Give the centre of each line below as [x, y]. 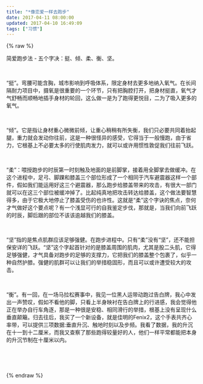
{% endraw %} [25, 376]
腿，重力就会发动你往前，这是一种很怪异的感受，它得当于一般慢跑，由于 [96, 138]
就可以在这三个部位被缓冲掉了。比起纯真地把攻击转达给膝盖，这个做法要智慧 [101, 193]
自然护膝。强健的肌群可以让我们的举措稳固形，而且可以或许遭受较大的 [98, 262]
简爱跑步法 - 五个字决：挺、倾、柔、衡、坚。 [62, 59]
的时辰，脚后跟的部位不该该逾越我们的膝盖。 [62, 215]
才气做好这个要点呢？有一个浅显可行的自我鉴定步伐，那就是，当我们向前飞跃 [101, 208]
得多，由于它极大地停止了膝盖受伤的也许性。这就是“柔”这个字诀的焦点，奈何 [101, 200]
